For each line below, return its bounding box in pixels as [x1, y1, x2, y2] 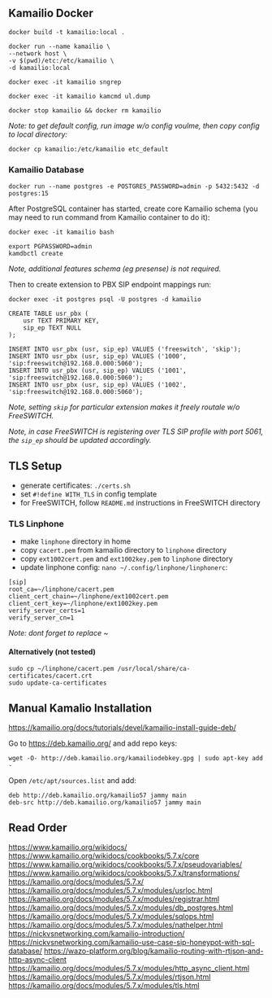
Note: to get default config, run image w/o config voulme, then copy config [8, 120, 260, 130]
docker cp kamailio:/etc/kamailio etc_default [8, 145, 169, 153]
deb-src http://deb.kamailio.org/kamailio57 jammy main [8, 799, 201, 807]
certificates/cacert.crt [8, 672, 93, 681]
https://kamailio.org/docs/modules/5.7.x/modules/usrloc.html [8, 886, 213, 895]
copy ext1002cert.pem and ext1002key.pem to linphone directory [19, 554, 233, 564]
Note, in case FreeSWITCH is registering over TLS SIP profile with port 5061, [8, 427, 264, 436]
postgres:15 [8, 190, 49, 198]
